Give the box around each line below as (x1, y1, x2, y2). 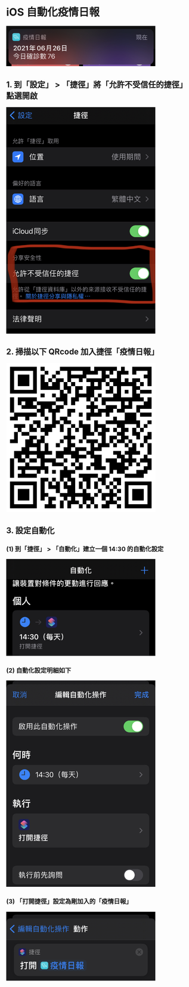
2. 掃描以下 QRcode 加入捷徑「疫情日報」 (6, 347, 159, 357)
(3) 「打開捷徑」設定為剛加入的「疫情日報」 (6, 898, 132, 906)
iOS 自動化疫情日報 (6, 5, 100, 19)
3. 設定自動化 (6, 525, 55, 535)
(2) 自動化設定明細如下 (6, 666, 72, 674)
